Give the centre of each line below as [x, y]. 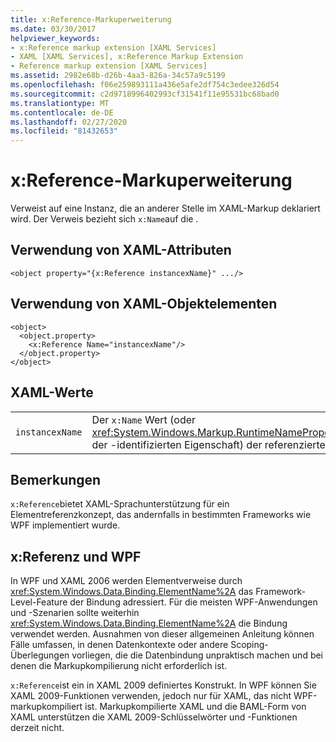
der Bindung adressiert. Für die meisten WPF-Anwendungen [193, 602]
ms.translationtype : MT [60, 103]
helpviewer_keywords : [55, 38]
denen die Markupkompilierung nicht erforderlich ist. [119, 666]
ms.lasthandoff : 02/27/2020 [69, 122]
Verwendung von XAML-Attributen [121, 250]
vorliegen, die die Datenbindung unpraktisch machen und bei [197, 655]
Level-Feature [39, 602]
